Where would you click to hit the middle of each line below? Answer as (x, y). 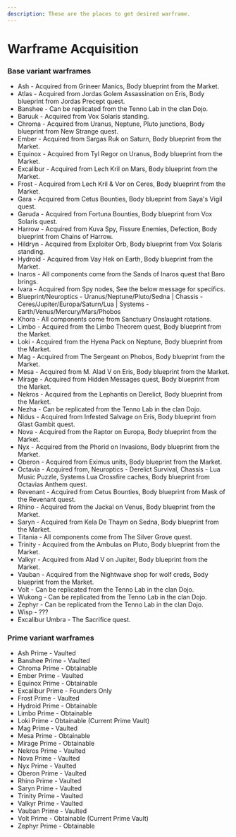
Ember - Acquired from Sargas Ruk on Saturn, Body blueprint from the (119, 139)
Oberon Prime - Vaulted (52, 773)
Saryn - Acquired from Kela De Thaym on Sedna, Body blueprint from (118, 522)
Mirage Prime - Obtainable (56, 744)
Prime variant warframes (51, 638)
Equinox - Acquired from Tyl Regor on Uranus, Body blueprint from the (120, 154)
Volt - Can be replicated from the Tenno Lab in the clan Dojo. (106, 590)
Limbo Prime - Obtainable (55, 713)
